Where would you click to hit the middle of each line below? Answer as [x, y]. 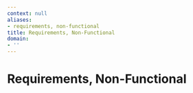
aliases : [20, 20]
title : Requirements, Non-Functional [61, 32]
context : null [27, 13]
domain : [18, 39]
